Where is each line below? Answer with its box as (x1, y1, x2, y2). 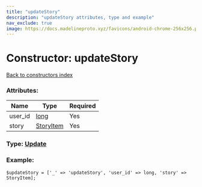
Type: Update (6, 139, 47, 148)
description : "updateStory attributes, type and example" (6, 14, 155, 20)
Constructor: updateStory (6, 52, 138, 65)
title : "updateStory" (6, 8, 61, 15)
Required (69, 102, 96, 110)
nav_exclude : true (6, 20, 52, 26)
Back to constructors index (6, 72, 73, 79)
